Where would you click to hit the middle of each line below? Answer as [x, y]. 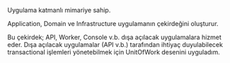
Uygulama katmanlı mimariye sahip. [59, 10]
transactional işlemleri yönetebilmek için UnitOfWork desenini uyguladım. [114, 52]
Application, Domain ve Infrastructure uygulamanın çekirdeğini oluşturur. [113, 23]
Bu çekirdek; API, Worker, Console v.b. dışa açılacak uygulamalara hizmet [114, 37]
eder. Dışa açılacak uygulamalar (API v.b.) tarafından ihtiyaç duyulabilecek [115, 44]
